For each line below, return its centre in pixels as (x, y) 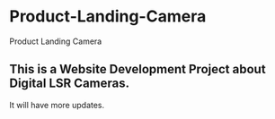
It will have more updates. (57, 105)
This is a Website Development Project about (138, 69)
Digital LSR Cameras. (70, 84)
